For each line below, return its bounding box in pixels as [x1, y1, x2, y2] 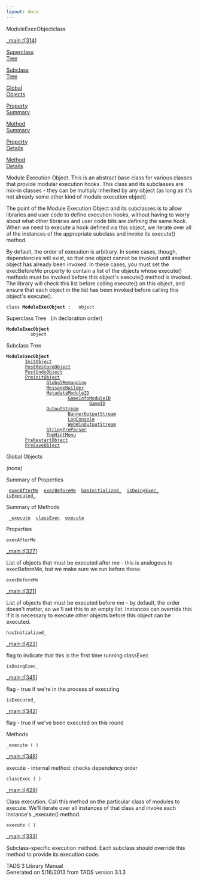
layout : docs [6, 8, 39, 15]
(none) [6, 464, 23, 471]
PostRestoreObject [25, 364, 71, 370]
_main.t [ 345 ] [6, 673, 38, 681]
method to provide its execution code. [6, 850, 100, 858]
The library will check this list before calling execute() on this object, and [6, 279, 185, 287]
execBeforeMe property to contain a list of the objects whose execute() [6, 267, 182, 274]
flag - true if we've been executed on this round [6, 719, 124, 726]
